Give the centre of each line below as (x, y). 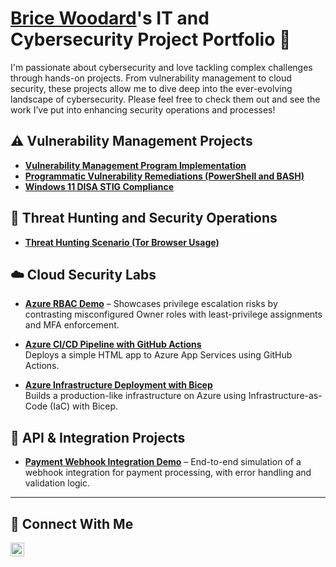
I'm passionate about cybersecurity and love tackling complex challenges (161, 67)
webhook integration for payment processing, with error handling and (168, 473)
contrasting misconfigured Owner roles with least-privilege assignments (173, 314)
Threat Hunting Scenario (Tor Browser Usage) (122, 242)
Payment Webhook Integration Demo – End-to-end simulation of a (163, 462)
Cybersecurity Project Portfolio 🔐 (151, 39)
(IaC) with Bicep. (84, 406)
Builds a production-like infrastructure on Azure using (135, 396)
